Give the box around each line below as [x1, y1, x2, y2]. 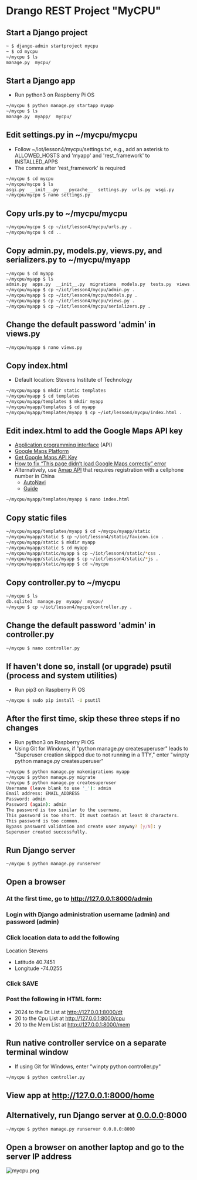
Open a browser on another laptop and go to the [6, 1142, 185, 1152]
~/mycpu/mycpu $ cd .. [6, 229, 62, 235]
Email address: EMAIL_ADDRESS [6, 791, 80, 796]
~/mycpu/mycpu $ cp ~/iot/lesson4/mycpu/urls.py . [6, 224, 133, 230]
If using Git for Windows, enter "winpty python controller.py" [14, 1063, 161, 1070]
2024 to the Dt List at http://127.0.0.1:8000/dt [14, 1008, 123, 1015]
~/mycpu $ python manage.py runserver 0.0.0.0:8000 [6, 1126, 135, 1132]
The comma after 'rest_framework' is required [14, 164, 126, 171]
